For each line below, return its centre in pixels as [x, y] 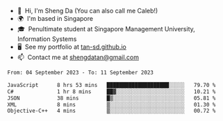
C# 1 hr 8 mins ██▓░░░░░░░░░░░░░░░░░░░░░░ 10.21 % [111, 91]
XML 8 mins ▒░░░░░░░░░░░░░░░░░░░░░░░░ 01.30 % [111, 104]
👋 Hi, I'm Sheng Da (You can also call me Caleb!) [88, 11]
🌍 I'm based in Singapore [55, 18]
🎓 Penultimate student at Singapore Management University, [106, 29]
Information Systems [47, 39]
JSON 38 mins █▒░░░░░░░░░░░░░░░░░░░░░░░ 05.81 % [111, 98]
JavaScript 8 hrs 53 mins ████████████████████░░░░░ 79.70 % [111, 85]
